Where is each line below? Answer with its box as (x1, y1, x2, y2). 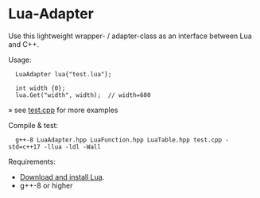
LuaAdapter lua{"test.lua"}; (15, 70, 112, 78)
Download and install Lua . (19, 172, 105, 181)
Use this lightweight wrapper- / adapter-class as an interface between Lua (8, 31, 252, 41)
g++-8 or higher (19, 181, 73, 190)
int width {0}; (15, 84, 66, 92)
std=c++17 (8, 142, 41, 151)
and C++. (8, 39, 40, 49)
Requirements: (8, 157, 56, 166)
